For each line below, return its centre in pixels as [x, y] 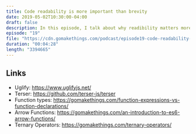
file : [13, 39]
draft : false [22, 22]
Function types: [33, 99]
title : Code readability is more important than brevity [77, 11]
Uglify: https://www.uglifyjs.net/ [53, 87]
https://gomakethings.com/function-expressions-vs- [117, 99]
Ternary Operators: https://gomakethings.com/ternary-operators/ [93, 125]
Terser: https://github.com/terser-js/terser [65, 94]
